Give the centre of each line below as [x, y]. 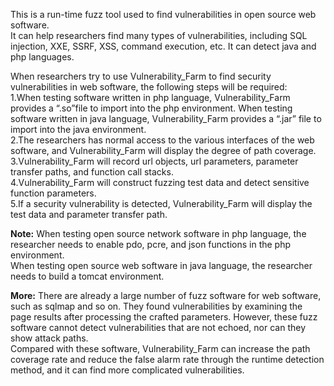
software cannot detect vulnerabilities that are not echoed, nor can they [158, 327]
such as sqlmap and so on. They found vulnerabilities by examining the [156, 306]
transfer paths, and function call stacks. [92, 172]
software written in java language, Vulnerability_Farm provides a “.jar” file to [166, 118]
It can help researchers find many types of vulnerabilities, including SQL [159, 35]
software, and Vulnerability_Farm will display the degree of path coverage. [163, 150]
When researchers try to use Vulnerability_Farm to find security [141, 76]
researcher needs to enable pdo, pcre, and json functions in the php [151, 244]
